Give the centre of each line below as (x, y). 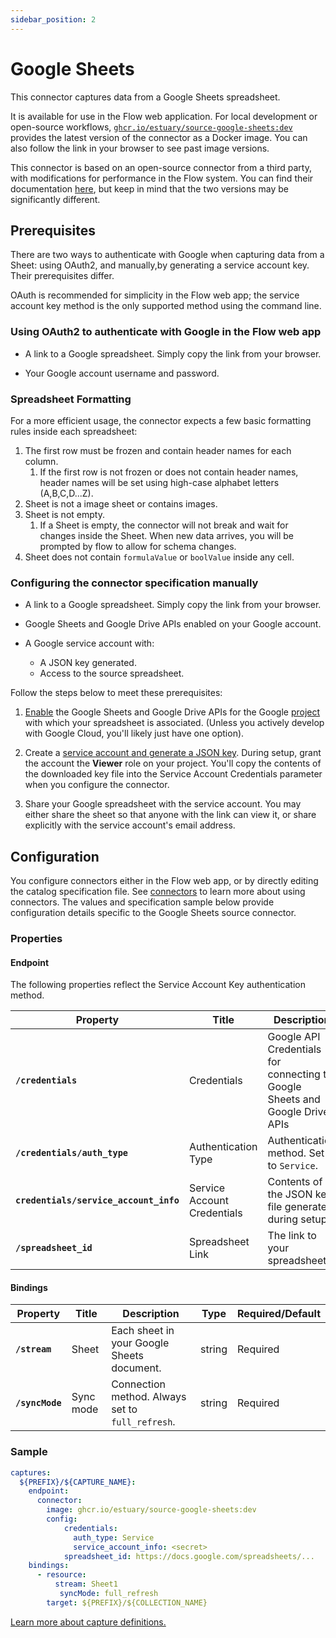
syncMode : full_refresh (109, 1594)
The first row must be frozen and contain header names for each (158, 450)
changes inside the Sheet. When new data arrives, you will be (166, 535)
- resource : (61, 1575)
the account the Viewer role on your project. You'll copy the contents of (173, 763)
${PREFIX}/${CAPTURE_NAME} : (78, 1482)
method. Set (296, 1153)
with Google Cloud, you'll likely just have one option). (134, 733)
